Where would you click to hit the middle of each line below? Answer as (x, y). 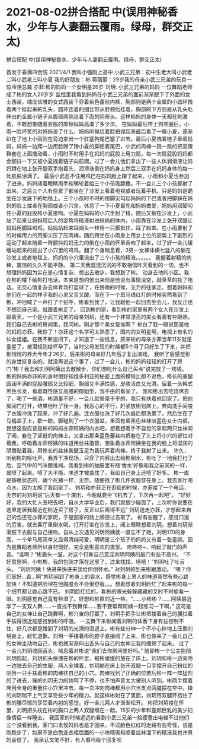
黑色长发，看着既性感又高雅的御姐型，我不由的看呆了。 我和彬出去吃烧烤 (95, 391)
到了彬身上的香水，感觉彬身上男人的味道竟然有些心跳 (124, 576)
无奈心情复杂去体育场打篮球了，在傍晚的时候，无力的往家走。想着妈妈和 (105, 287)
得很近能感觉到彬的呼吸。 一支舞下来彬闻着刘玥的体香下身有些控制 (97, 621)
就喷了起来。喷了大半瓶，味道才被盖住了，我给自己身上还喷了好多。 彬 (92, 472)
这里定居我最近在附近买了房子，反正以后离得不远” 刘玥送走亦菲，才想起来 (96, 510)
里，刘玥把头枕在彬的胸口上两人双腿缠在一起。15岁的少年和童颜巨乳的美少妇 (99, 710)
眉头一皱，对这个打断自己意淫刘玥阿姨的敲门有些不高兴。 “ (114, 554)
